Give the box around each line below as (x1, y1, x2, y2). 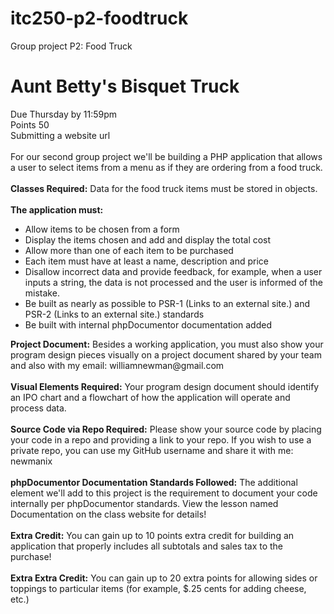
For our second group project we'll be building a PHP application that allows (10, 150, 323, 162)
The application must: (10, 203, 104, 216)
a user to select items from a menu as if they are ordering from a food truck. (10, 161, 323, 173)
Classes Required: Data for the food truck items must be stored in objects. (10, 182, 318, 194)
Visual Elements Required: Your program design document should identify (10, 380, 320, 392)
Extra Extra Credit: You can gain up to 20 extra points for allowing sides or (10, 572, 318, 584)
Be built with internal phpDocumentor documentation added (24, 318, 272, 331)
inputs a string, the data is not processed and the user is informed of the (24, 276, 323, 288)
